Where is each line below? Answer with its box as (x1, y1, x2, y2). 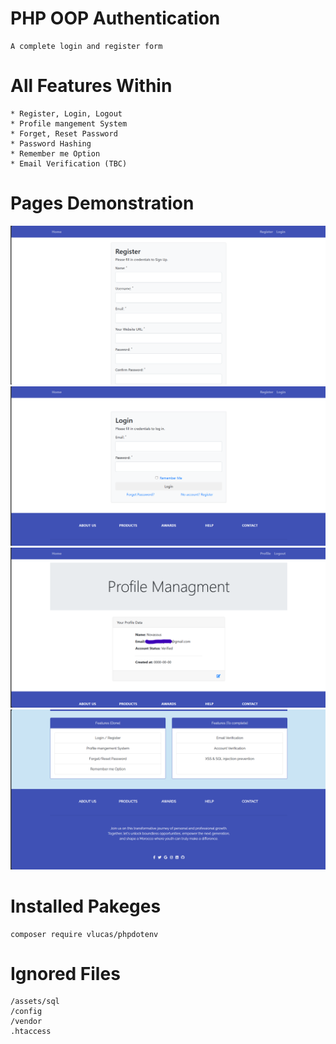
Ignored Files (10, 962, 121, 985)
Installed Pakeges (10, 895, 162, 917)
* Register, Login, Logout (10, 108, 123, 119)
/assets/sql (10, 997, 60, 1007)
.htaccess (10, 1027, 52, 1037)
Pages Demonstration (10, 192, 195, 215)
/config (10, 1007, 43, 1017)
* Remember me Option (10, 148, 101, 159)
